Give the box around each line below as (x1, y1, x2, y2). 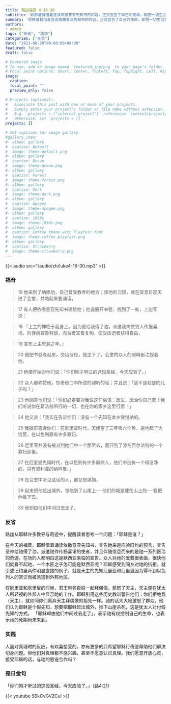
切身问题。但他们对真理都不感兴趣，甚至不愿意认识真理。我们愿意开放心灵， (5, 649, 166, 656)
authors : (5, 21, 24, 27)
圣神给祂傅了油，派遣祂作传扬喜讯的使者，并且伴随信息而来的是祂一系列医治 (5, 548, 166, 554)
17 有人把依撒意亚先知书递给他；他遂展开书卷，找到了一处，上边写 (17, 306, 158, 312)
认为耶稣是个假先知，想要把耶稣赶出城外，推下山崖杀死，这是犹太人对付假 (9, 604, 166, 610)
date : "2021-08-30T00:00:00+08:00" (5, 41, 81, 46)
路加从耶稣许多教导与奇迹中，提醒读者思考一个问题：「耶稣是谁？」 (5, 531, 146, 538)
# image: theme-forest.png (5, 177, 65, 183)
